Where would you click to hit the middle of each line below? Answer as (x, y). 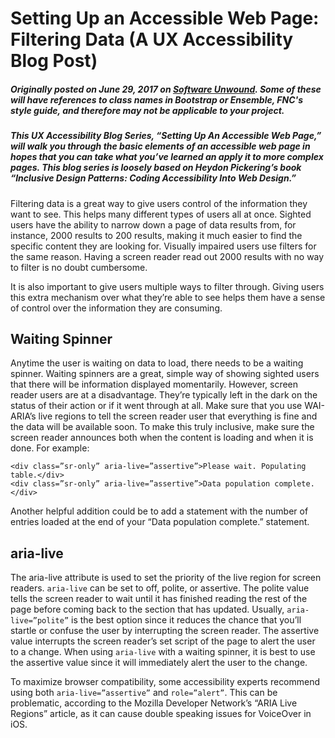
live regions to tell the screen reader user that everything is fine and (178, 416)
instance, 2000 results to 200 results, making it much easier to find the (156, 235)
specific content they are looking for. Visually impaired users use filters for (163, 246)
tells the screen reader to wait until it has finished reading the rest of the (159, 599)
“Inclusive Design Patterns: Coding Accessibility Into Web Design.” (153, 178)
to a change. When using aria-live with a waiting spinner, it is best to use (163, 652)
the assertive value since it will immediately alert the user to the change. (159, 663)
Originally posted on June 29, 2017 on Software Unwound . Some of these (166, 89)
